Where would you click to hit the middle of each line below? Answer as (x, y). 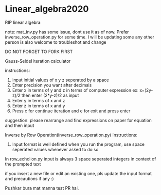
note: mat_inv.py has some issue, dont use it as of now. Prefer (67, 32)
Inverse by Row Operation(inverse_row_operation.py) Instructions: (71, 135)
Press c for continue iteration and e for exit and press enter (71, 111)
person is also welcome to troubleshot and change (56, 42)
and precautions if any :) (30, 178)
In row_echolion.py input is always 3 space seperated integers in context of (81, 159)
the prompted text (23, 164)
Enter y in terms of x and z (38, 100)
